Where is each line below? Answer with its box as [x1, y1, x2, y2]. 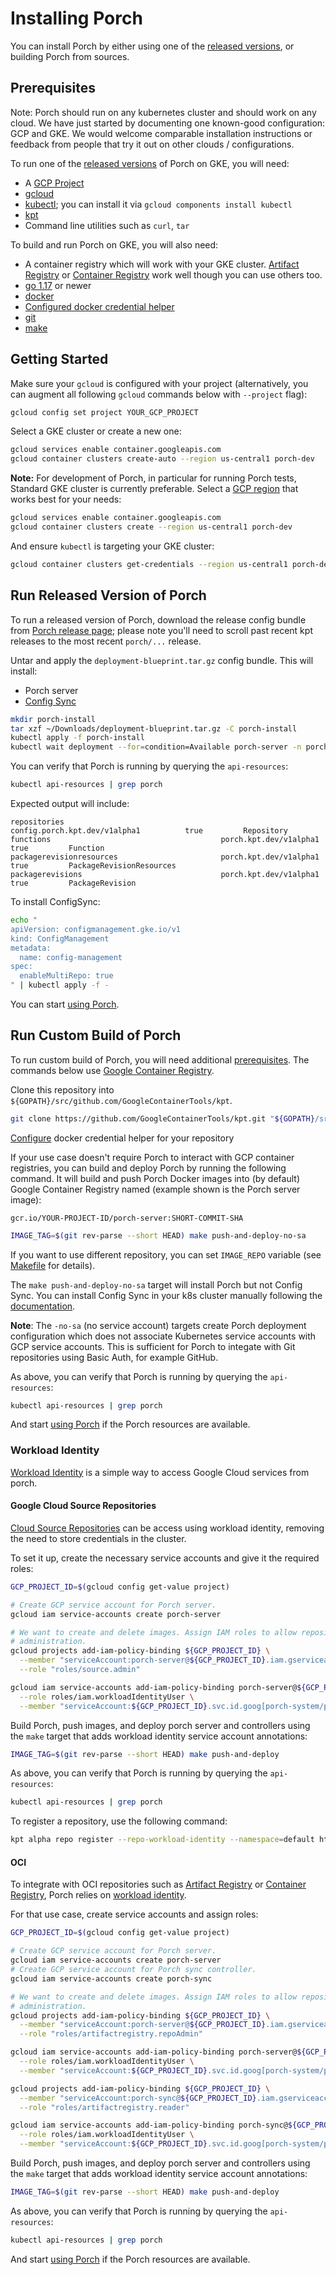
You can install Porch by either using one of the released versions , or [10, 40, 295, 52]
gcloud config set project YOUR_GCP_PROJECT [10, 407, 199, 417]
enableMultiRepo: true [19, 971, 114, 981]
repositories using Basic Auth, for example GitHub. [10, 1351, 219, 1363]
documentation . [10, 1300, 76, 1312]
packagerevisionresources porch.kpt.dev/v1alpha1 [10, 852, 320, 862]
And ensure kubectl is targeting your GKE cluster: [10, 540, 215, 552]
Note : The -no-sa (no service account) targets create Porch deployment [10, 1319, 307, 1331]
